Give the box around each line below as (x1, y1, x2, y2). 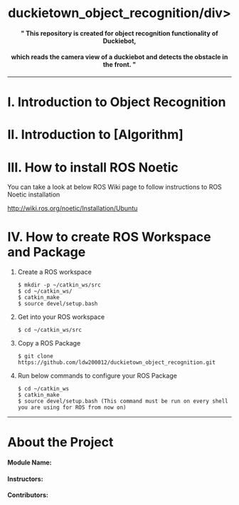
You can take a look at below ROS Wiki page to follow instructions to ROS (7, 183, 222, 192)
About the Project (7, 434, 114, 450)
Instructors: (7, 474, 44, 483)
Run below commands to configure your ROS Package (17, 372, 178, 380)
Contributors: (7, 491, 48, 499)
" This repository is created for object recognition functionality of (21, 28, 218, 37)
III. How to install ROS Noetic (7, 159, 179, 175)
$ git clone (17, 353, 53, 360)
